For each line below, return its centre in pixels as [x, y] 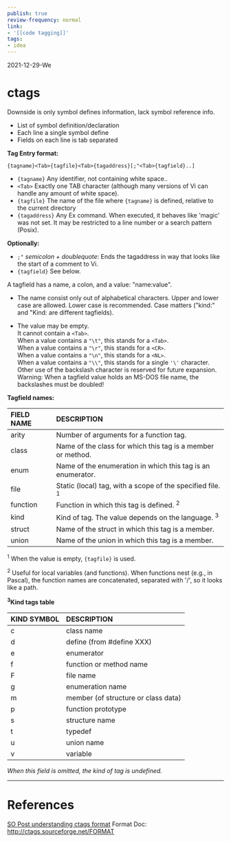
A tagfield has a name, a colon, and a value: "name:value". [90, 284]
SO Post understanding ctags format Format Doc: [77, 824]
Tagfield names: [31, 397]
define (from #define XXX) [109, 642]
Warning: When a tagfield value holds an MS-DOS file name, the [108, 377]
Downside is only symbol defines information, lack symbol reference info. [111, 112]
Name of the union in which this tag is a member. [135, 540]
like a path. [23, 587]
